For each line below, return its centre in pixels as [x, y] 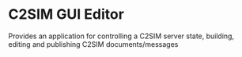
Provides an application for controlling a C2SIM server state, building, [121, 36]
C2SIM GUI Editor [66, 14]
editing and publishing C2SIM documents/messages [93, 44]
